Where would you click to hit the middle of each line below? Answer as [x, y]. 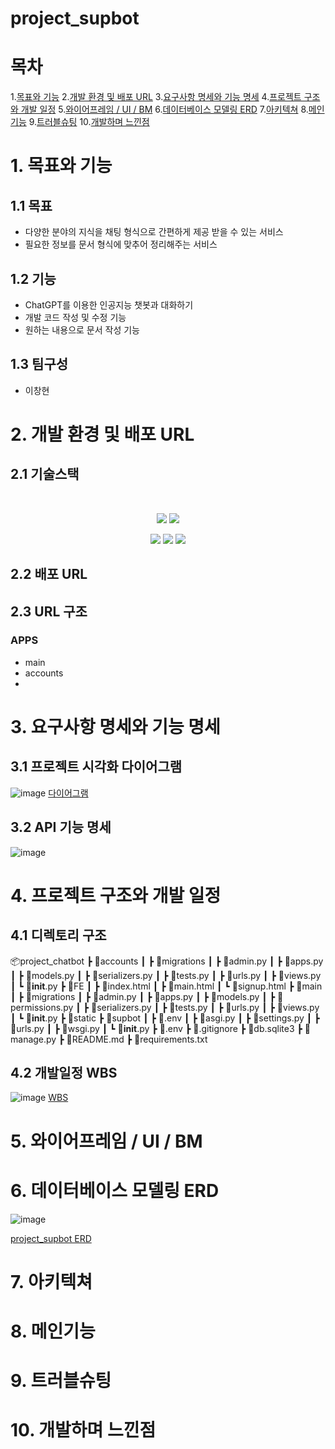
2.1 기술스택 [45, 474]
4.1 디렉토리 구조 [58, 935]
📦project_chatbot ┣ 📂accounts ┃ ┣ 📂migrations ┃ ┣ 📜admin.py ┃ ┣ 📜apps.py [167, 961]
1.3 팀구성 [39, 364]
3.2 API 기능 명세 [61, 827]
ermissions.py [42, 1007]
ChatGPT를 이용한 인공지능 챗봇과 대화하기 [109, 304]
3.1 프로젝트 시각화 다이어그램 [96, 767]
